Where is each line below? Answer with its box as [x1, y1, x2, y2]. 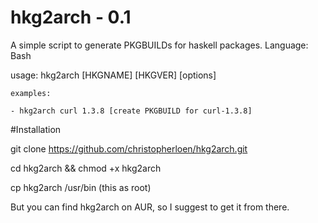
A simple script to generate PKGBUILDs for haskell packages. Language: [10, 39, 309, 51]
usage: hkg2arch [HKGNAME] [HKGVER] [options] [10, 69, 217, 81]
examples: [10, 88, 52, 98]
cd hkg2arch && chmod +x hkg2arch [10, 162, 162, 174]
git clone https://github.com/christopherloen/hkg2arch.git [10, 142, 248, 155]
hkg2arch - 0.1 [10, 6, 132, 29]
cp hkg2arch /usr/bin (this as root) [10, 181, 152, 193]
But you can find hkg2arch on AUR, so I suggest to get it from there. [10, 201, 290, 213]
